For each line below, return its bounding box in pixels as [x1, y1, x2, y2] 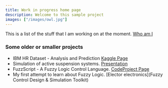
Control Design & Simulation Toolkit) [12, 77, 89, 83]
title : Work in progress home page [5, 7, 81, 13]
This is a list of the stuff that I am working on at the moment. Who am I [5, 31, 153, 37]
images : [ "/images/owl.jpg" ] [5, 17, 67, 22]
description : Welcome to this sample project [5, 12, 104, 17]
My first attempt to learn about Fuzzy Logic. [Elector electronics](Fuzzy [12, 71, 163, 77]
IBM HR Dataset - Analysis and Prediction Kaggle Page [12, 55, 128, 61]
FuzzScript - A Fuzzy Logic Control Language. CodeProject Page [12, 66, 150, 72]
